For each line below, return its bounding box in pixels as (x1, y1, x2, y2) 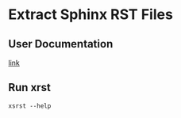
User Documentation (8, 37, 114, 51)
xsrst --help (8, 101, 52, 110)
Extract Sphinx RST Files (8, 6, 173, 24)
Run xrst (8, 81, 52, 94)
